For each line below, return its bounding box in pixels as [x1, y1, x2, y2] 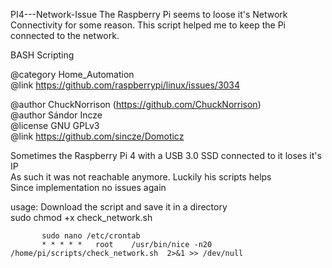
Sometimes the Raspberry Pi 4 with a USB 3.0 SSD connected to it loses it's [10, 150, 322, 161]
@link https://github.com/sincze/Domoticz [10, 130, 185, 142]
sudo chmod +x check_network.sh [10, 212, 153, 223]
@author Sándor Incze [10, 109, 103, 121]
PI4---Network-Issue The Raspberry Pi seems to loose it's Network [10, 9, 288, 20]
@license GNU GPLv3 [10, 120, 100, 131]
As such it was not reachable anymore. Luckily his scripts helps [10, 171, 272, 183]
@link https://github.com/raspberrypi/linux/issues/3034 [10, 79, 241, 91]
